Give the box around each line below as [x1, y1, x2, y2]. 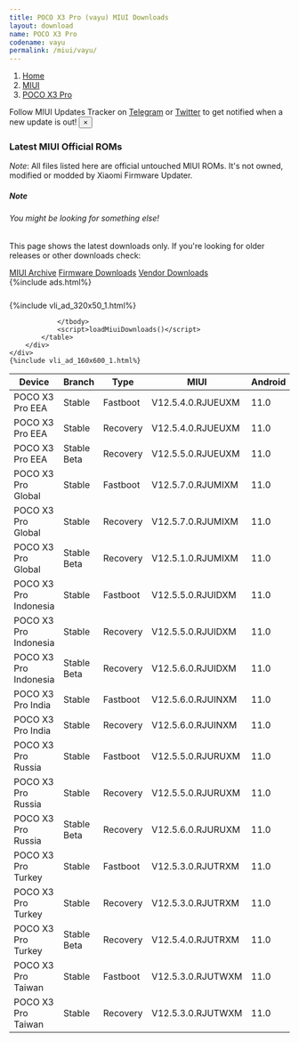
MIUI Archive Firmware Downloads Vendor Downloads [9, 268, 209, 278]
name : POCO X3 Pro [9, 29, 77, 38]
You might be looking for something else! [9, 213, 160, 223]
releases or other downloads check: [9, 250, 141, 261]
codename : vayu [9, 37, 66, 47]
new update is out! [9, 117, 77, 127]
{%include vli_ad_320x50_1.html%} [9, 300, 136, 311]
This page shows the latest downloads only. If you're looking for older [9, 241, 265, 251]
